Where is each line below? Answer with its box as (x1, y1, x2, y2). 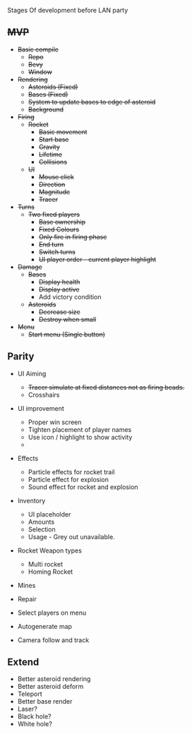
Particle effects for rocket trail (28, 467, 115, 476)
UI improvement (17, 404, 65, 412)
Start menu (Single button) (28, 330, 106, 338)
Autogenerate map (17, 622, 73, 630)
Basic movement (38, 127, 88, 136)
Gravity (38, 143, 60, 151)
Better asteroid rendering (17, 675, 91, 683)
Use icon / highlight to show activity (28, 433, 133, 441)
